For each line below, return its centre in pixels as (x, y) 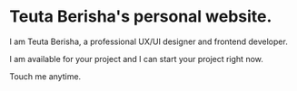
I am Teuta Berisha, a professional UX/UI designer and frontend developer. (148, 41)
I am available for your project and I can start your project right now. (136, 59)
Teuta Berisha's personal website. (141, 17)
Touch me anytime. (45, 76)
